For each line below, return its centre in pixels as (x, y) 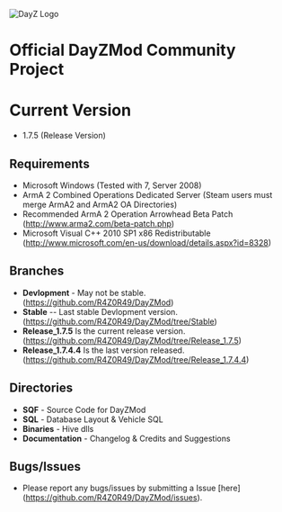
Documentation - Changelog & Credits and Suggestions (126, 438)
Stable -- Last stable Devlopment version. (100, 311)
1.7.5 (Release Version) (64, 136)
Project (37, 70)
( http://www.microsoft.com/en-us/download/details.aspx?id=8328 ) (147, 242)
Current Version (70, 110)
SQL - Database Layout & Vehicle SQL (93, 419)
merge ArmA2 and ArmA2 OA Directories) (100, 204)
